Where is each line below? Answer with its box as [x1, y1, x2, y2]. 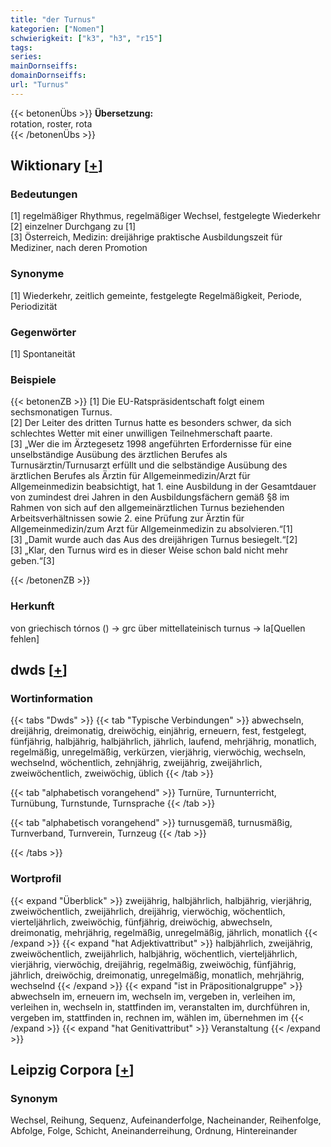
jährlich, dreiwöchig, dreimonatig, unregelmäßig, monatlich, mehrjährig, [10, 969, 305, 981]
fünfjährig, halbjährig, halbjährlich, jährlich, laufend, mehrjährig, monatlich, [10, 736, 317, 748]
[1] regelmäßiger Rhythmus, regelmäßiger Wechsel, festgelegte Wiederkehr [10, 210, 321, 222]
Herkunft [10, 599, 55, 613]
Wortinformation [10, 691, 93, 705]
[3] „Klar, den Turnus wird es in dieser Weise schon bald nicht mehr [10, 544, 288, 556]
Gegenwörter [10, 325, 77, 339]
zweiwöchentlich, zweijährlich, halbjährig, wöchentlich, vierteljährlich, [10, 947, 298, 960]
